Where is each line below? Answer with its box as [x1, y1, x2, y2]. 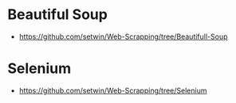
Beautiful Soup [7, 6, 108, 24]
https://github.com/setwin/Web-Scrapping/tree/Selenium [18, 86, 207, 95]
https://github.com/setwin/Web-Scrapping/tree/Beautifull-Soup [18, 32, 228, 41]
